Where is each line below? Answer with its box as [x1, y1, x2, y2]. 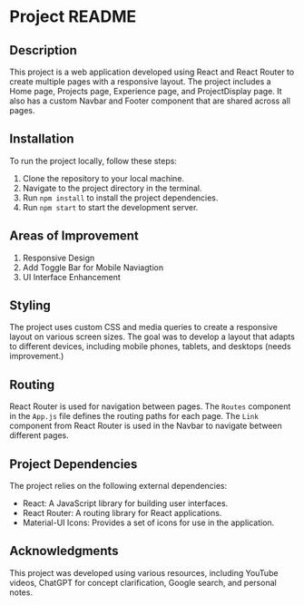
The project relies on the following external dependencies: [9, 481, 228, 492]
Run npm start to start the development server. [22, 201, 199, 212]
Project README [9, 6, 137, 27]
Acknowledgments [9, 543, 120, 559]
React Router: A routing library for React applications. [22, 508, 222, 519]
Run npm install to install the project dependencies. [22, 192, 219, 203]
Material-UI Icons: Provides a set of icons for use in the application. [22, 517, 275, 528]
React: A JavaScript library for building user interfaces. [22, 498, 229, 509]
